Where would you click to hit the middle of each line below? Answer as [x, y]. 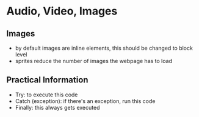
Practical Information [47, 80]
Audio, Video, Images [62, 11]
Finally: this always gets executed [57, 107]
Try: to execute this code [46, 95]
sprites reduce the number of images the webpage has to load [94, 61]
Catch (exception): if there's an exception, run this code [85, 101]
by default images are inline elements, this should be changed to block [104, 48]
